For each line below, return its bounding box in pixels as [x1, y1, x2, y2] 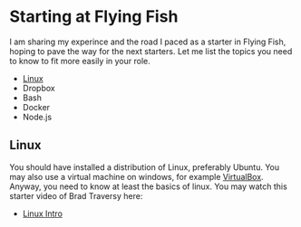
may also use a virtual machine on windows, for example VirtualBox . [9, 171, 265, 182]
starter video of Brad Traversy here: [9, 190, 143, 201]
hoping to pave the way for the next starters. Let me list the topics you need [9, 45, 293, 56]
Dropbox [22, 82, 56, 93]
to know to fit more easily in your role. [9, 55, 151, 66]
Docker [22, 101, 51, 112]
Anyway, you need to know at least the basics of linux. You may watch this [9, 181, 287, 192]
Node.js [22, 111, 53, 122]
